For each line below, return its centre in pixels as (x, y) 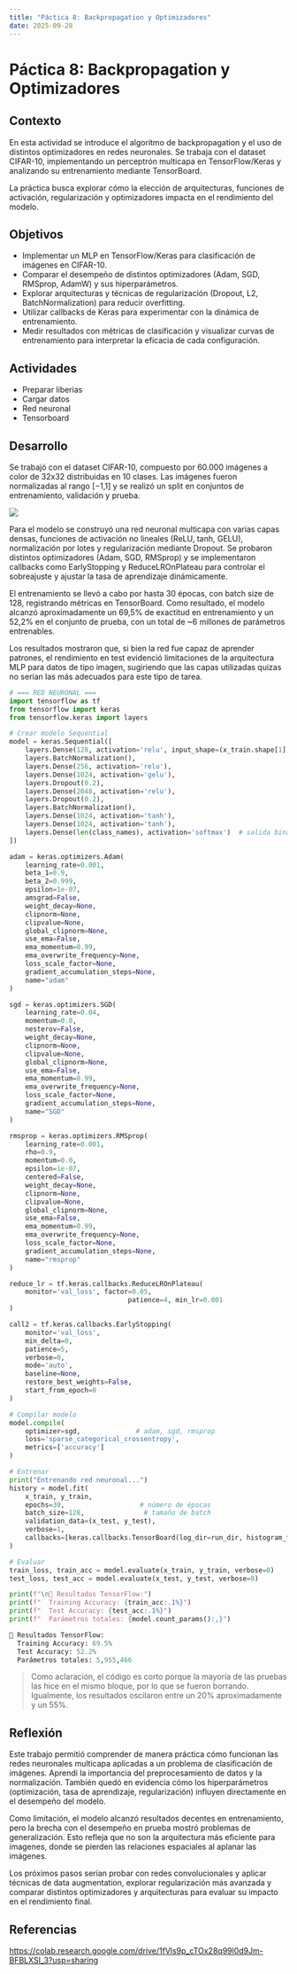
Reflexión (36, 1732)
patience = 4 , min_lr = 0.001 (175, 1300)
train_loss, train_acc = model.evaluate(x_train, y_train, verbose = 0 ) (142, 1570)
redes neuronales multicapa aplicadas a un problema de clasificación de (141, 1764)
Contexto (35, 121)
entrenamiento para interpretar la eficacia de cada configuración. (141, 340)
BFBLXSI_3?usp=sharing (54, 1961)
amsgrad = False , (53, 898)
